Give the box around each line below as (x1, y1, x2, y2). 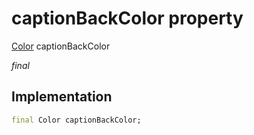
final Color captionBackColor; (11, 115, 142, 125)
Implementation (11, 88, 113, 106)
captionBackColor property (11, 7, 244, 30)
